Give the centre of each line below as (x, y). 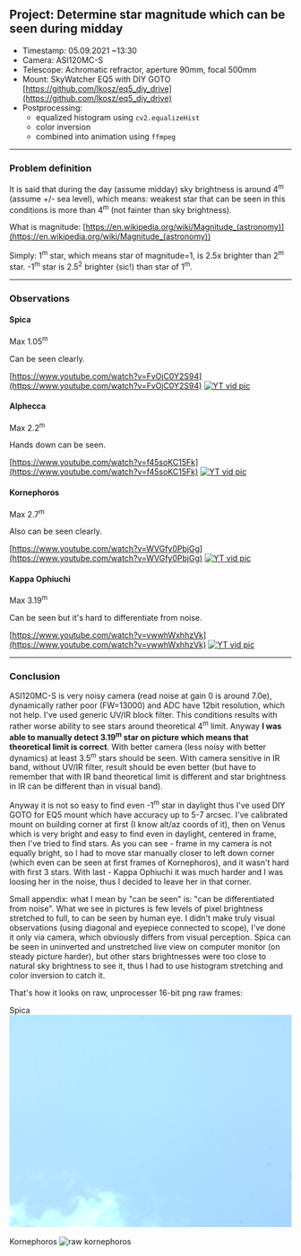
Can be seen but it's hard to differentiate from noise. (106, 618)
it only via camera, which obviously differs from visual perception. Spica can (150, 937)
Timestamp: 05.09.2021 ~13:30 (79, 50)
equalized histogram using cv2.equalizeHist (117, 117)
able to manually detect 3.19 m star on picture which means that (129, 736)
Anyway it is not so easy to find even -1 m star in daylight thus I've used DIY (147, 805)
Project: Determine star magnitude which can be (147, 15)
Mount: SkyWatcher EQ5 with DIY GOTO (96, 79)
